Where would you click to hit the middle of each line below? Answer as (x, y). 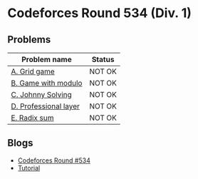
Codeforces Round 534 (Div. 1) (100, 13)
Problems (29, 40)
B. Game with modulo (47, 83)
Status (103, 60)
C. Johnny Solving (42, 94)
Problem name (47, 60)
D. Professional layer (46, 106)
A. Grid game (33, 71)
